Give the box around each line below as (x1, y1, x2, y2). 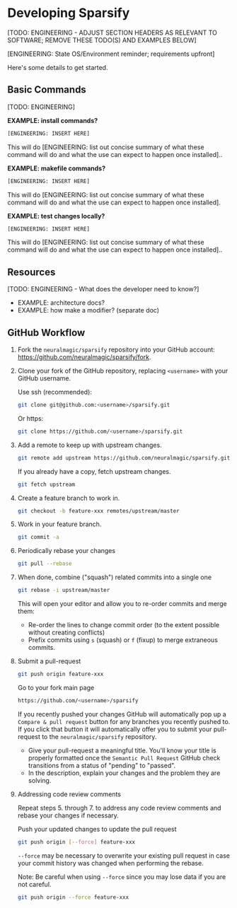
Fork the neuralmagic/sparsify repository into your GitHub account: (17, 345, 216, 354)
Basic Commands (7, 83, 86, 96)
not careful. (17, 880, 52, 888)
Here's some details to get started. (7, 63, 108, 71)
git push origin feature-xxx (17, 670, 104, 677)
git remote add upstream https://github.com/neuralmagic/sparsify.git (17, 454, 231, 461)
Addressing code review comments (17, 790, 122, 798)
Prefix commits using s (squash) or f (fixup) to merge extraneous (28, 636, 218, 644)
